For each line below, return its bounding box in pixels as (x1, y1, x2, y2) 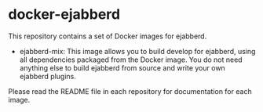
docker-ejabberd (8, 5, 120, 23)
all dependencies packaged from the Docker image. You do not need (19, 55, 243, 64)
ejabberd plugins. (19, 71, 76, 81)
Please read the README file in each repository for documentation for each (8, 86, 253, 96)
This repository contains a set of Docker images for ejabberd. (8, 31, 207, 41)
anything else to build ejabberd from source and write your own (19, 63, 225, 72)
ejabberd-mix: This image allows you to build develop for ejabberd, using (19, 46, 256, 56)
